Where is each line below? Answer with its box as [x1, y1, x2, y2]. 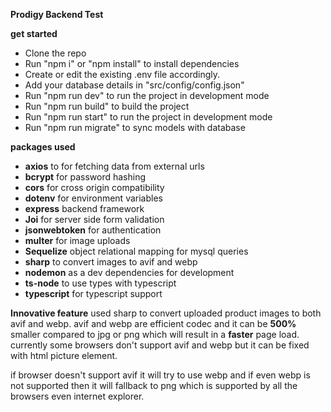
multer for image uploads [24, 235, 131, 246]
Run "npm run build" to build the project [24, 100, 190, 112]
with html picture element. [10, 350, 118, 361]
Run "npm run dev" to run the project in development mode [24, 90, 270, 101]
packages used [10, 141, 76, 153]
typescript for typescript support [24, 288, 163, 299]
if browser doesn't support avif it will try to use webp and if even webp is [10, 369, 311, 381]
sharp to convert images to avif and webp [24, 256, 198, 268]
